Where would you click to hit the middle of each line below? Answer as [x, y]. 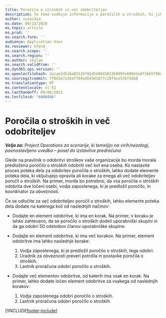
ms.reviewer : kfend [25, 46]
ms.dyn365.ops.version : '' [33, 70]
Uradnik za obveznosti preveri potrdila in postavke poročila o [82, 256]
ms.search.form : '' [25, 37]
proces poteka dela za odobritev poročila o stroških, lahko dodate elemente [82, 171]
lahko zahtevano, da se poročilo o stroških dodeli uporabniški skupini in [85, 221]
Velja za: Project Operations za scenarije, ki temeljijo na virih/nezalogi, [77, 145]
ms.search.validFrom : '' [31, 65]
